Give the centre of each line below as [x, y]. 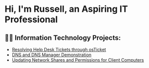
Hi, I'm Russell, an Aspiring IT [66, 9]
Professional [31, 19]
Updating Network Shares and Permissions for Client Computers [78, 60]
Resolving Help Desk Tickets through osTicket [59, 50]
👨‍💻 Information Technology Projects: [63, 38]
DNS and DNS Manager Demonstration [52, 55]
